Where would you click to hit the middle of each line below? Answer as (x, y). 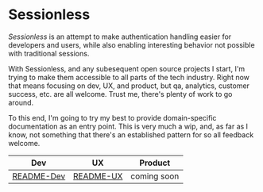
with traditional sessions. (49, 53)
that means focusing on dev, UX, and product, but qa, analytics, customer (129, 86)
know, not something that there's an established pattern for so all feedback (131, 134)
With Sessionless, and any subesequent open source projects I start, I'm (127, 68)
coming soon (155, 176)
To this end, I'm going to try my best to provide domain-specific (112, 117)
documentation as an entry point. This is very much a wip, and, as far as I (128, 126)
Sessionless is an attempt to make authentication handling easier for (120, 36)
